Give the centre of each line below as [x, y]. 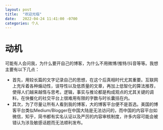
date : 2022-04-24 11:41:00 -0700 [41, 19]
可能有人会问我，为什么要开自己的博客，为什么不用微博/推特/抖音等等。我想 [82, 64]
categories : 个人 [22, 23]
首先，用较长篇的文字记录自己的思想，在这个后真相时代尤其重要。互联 [83, 80]
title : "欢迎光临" [23, 14]
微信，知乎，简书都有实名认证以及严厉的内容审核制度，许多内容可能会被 [85, 117]
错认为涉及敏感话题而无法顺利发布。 [49, 123]
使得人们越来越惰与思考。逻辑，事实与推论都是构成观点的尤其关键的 [81, 92]
